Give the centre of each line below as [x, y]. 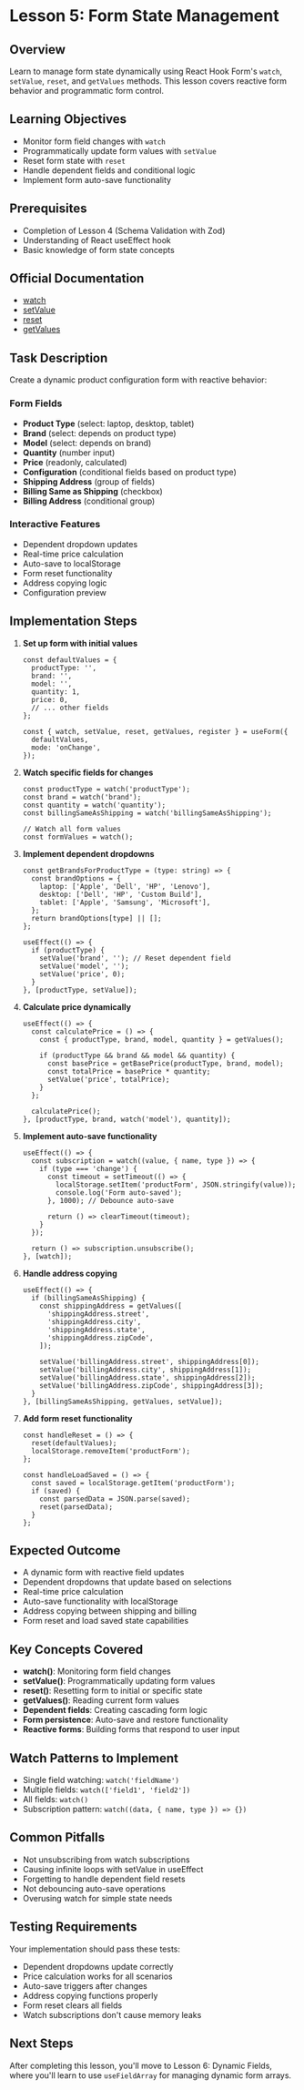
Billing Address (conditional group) [89, 501]
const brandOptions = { [76, 878]
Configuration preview [64, 592]
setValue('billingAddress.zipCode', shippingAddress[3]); [152, 1385]
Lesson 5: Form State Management [144, 16]
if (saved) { [56, 1491]
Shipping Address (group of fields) [89, 481]
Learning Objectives [68, 119]
